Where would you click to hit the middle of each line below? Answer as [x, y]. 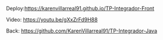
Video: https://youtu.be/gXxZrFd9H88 [52, 19]
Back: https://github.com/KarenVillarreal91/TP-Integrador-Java [81, 31]
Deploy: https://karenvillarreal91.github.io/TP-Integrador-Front [80, 8]
